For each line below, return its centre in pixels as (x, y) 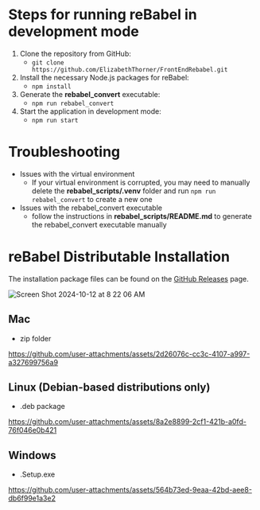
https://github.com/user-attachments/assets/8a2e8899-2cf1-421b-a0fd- (127, 422)
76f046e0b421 (33, 430)
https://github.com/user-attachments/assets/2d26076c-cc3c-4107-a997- (129, 354)
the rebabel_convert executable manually (99, 224)
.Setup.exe (37, 474)
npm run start (55, 120)
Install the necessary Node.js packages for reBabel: (104, 77)
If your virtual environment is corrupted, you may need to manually (141, 182)
